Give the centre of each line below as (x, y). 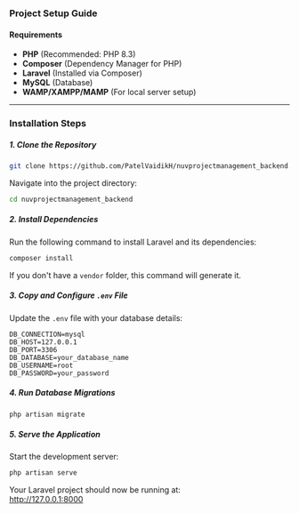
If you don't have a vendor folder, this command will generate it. (125, 275)
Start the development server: (64, 457)
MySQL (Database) (57, 83)
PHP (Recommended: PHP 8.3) (79, 54)
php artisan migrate (48, 414)
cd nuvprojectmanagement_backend (71, 199)
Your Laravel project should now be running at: (95, 490)
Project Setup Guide (53, 13)
